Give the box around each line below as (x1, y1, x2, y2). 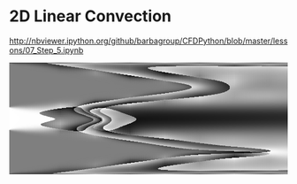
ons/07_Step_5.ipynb (9, 44, 84, 55)
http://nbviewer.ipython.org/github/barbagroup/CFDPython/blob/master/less (9, 35, 288, 46)
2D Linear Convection (9, 6, 172, 27)
